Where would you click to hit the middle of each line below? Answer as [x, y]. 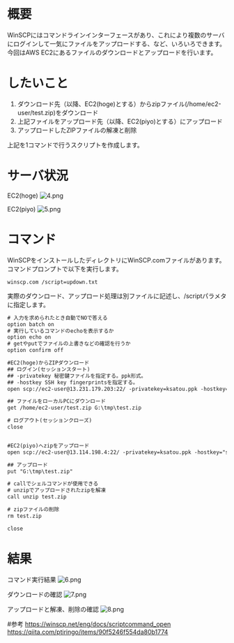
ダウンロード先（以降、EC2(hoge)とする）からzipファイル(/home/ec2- [119, 104]
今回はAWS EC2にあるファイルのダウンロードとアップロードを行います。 [112, 52]
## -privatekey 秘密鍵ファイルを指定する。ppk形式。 [77, 376]
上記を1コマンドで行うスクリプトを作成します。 [76, 145]
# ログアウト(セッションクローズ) [50, 421]
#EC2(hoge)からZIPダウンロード [48, 363]
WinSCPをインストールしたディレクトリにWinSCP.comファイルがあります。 [116, 260]
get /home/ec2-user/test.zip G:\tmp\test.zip [74, 408]
